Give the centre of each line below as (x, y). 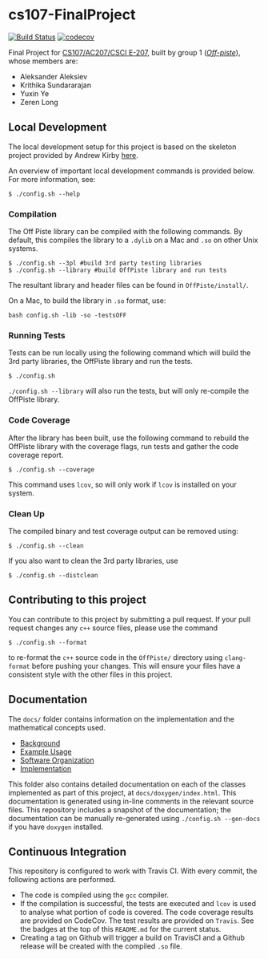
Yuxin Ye (34, 93)
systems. (23, 249)
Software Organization (57, 760)
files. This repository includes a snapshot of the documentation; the (120, 809)
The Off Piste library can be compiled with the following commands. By (125, 232)
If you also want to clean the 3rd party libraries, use (93, 560)
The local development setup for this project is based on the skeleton (122, 147)
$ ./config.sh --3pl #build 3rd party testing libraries (105, 263)
